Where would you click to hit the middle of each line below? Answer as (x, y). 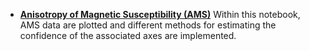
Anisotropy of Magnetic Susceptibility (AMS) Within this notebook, (160, 14)
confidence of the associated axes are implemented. (128, 35)
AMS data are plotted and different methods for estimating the (148, 25)
